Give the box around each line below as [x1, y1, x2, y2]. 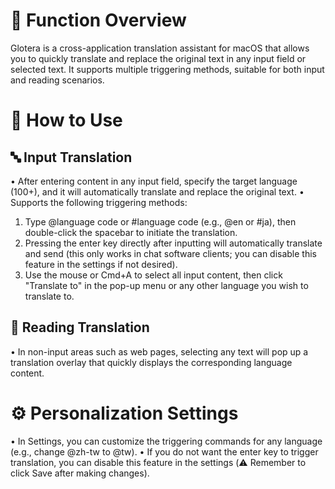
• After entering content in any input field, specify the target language [10, 175, 298, 187]
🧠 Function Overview [10, 9, 187, 32]
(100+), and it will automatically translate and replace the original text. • [10, 185, 305, 198]
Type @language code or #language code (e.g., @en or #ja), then [24, 215, 297, 228]
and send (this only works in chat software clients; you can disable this [24, 247, 318, 259]
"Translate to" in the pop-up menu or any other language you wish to [24, 279, 309, 291]
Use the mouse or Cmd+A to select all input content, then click [24, 269, 283, 281]
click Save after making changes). [10, 467, 150, 479]
